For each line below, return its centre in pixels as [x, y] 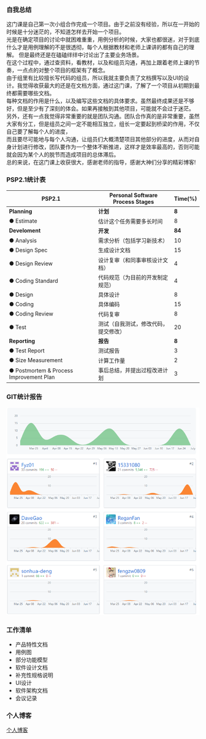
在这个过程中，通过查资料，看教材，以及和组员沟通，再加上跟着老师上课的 [100, 63]
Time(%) [185, 198]
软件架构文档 [31, 691]
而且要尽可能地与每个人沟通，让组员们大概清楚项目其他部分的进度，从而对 [100, 139]
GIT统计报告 [25, 397]
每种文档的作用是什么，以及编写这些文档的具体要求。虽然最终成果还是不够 [100, 101]
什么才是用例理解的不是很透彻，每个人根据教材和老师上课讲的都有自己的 [97, 47]
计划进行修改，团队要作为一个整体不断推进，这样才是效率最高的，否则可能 [105, 147]
